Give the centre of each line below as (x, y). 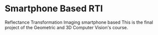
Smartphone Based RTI (54, 9)
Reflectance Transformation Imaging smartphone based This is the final (79, 22)
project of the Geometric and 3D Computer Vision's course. (66, 27)
